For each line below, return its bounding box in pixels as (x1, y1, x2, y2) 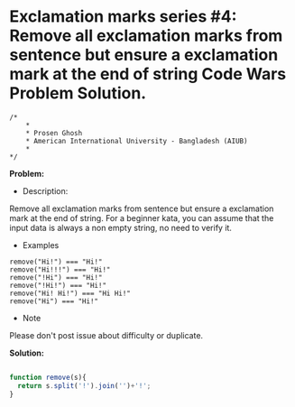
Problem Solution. (9, 83, 147, 104)
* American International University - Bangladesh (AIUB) (25, 136, 248, 145)
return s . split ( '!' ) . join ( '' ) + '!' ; (17, 381, 152, 390)
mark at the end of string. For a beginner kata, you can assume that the (9, 212, 274, 223)
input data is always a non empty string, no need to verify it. (9, 222, 233, 233)
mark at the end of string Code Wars (9, 64, 287, 85)
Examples (22, 239, 60, 250)
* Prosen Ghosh (25, 128, 83, 137)
